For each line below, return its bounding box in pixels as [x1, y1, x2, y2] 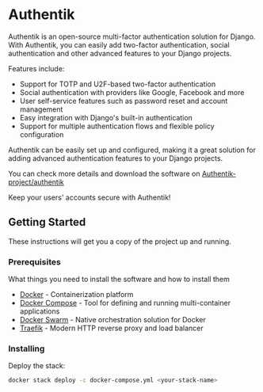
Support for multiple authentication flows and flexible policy [19, 121, 215, 131]
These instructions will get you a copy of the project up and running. [8, 236, 231, 246]
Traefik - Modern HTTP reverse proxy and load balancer [19, 323, 204, 333]
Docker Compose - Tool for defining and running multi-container [19, 299, 231, 308]
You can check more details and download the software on [8, 169, 200, 178]
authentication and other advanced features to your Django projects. [8, 48, 232, 58]
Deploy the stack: [8, 361, 66, 371]
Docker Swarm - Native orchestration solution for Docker [19, 315, 206, 325]
